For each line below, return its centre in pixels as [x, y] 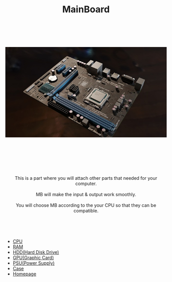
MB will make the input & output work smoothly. [86, 195]
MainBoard [86, 9]
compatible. [86, 211]
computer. [86, 184]
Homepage [25, 274]
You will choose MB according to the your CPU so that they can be [86, 205]
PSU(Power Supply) [34, 263]
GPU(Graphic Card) [33, 258]
